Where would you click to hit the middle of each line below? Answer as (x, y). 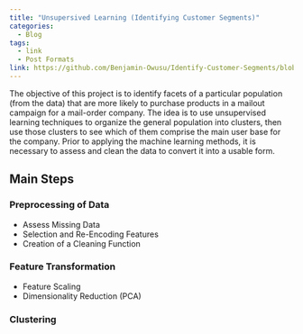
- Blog (30, 34)
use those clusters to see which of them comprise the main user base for (145, 131)
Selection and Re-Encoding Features (91, 234)
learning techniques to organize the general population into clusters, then (146, 122)
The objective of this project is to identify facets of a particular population (146, 93)
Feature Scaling (51, 286)
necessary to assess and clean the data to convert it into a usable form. (142, 150)
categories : (32, 26)
